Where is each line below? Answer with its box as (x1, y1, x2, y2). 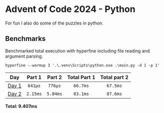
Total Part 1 (67, 73, 96, 80)
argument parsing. (5, 53, 43, 59)
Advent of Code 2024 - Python (5, 3, 136, 15)
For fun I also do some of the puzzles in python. (5, 20, 103, 26)
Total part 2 (100, 73, 129, 80)
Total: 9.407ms (5, 103, 37, 109)
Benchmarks (5, 34, 46, 43)
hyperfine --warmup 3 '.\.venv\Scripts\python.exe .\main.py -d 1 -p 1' (5, 62, 160, 68)
